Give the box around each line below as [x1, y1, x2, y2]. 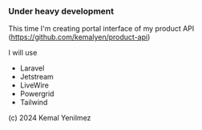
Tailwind [19, 98, 48, 108]
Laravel [19, 63, 45, 73]
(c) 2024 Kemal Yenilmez [8, 113, 91, 123]
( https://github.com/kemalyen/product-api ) [8, 32, 151, 42]
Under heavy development [8, 6, 115, 17]
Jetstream [19, 72, 54, 82]
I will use [8, 48, 38, 58]
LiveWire [19, 80, 50, 90]
